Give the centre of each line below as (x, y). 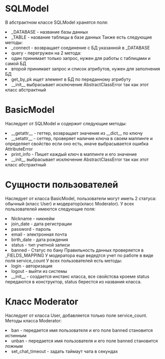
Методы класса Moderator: (33, 320)
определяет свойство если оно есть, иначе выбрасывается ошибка (77, 144)
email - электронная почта (39, 234)
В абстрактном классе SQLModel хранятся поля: (57, 22)
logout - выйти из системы (40, 271)
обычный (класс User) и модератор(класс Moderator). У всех (70, 204)
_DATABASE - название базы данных (50, 32)
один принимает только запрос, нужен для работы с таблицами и (81, 58)
